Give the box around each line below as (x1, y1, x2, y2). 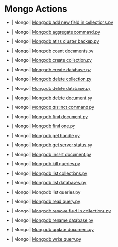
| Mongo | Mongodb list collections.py (11, 170, 88, 176)
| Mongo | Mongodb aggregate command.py (11, 29, 100, 35)
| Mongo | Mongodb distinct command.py (11, 104, 95, 110)
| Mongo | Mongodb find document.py (11, 113, 88, 120)
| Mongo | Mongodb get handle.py (11, 132, 80, 138)
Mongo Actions (4, 3, 68, 15)
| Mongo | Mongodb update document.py (11, 227, 94, 232)
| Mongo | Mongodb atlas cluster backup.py (11, 38, 99, 44)
